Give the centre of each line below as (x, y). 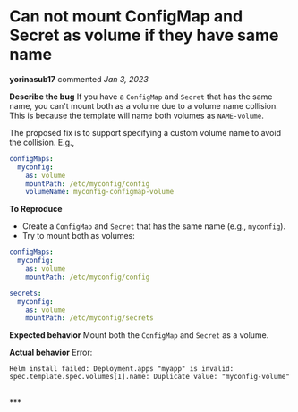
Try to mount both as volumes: (79, 236)
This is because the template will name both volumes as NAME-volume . (136, 115)
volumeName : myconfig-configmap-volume (100, 192)
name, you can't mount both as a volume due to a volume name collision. (144, 105)
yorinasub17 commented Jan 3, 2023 (79, 79)
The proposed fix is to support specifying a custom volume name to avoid (145, 132)
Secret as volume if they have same (144, 35)
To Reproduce (36, 209)
